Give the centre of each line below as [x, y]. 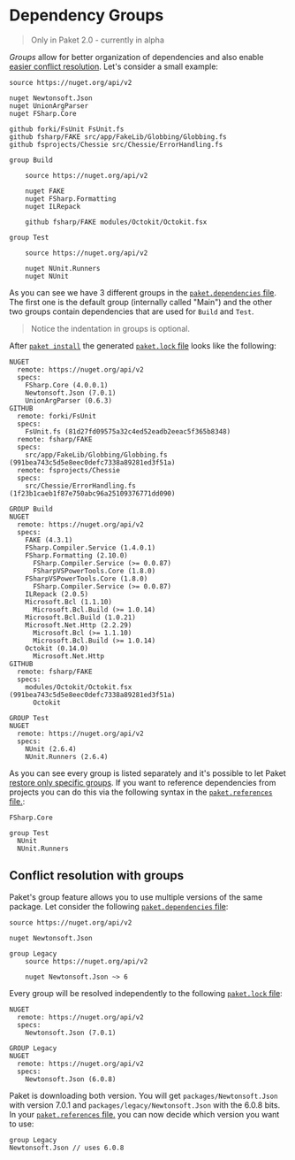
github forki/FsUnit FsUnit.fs [67, 129]
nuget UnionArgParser [49, 106]
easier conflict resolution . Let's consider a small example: [114, 66]
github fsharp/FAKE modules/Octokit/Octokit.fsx [116, 222]
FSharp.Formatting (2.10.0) [76, 555]
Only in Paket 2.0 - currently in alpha [98, 40]
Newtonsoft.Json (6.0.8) [71, 1079]
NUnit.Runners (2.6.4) [67, 757]
